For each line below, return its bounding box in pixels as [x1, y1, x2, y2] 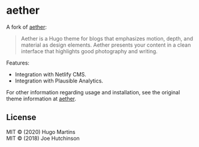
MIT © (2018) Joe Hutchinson [6, 134, 80, 142]
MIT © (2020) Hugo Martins [6, 128, 76, 135]
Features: [6, 59, 30, 66]
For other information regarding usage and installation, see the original [6, 88, 180, 96]
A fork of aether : [6, 23, 47, 30]
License [6, 112, 37, 122]
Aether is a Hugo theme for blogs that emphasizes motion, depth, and [20, 35, 194, 42]
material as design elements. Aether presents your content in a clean [20, 41, 191, 48]
